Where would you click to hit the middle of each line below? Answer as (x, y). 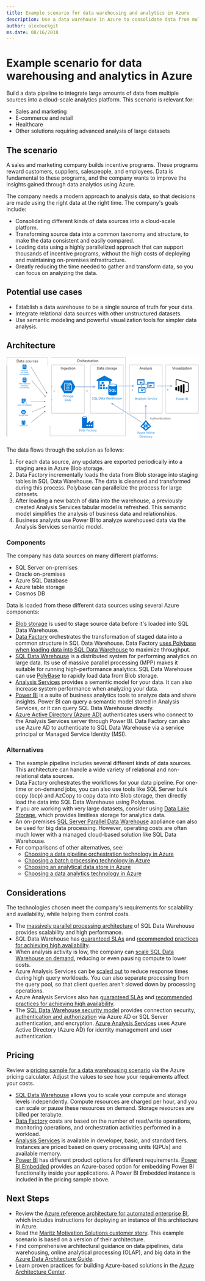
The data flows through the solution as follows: (65, 450)
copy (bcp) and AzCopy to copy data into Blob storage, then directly (101, 796)
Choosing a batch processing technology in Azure (87, 861)
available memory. (38, 1153)
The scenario (32, 150)
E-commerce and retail (44, 118)
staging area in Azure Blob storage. (59, 468)
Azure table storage (40, 587)
